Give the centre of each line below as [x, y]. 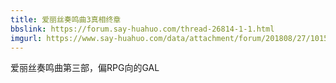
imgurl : [26, 38]
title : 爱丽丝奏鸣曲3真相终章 [66, 19]
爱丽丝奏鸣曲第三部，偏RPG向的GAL [85, 68]
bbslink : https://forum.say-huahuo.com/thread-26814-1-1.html [142, 29]
